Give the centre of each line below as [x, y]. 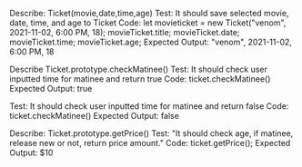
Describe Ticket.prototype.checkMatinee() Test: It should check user [139, 69]
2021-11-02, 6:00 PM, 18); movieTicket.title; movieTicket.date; [125, 32]
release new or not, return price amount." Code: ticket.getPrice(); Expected [150, 143]
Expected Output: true [51, 88]
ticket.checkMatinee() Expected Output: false [95, 116]
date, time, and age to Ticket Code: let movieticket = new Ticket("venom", [148, 23]
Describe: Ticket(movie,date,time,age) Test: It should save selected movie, [149, 13]
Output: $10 [31, 152]
